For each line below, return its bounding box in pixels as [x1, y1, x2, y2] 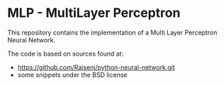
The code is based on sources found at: [7, 49, 124, 58]
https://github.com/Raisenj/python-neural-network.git [17, 63, 175, 71]
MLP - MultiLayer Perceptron [7, 5, 181, 21]
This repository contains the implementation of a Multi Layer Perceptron [7, 28, 218, 37]
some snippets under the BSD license [17, 70, 128, 79]
